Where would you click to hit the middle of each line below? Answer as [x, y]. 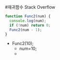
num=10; [28, 49]
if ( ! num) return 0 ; [30, 25]
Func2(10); [23, 44]
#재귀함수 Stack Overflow [30, 7]
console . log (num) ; [28, 21]
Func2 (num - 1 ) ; [26, 30]
